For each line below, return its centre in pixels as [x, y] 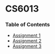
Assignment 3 [27, 46]
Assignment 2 [27, 41]
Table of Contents [28, 25]
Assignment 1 [26, 35]
